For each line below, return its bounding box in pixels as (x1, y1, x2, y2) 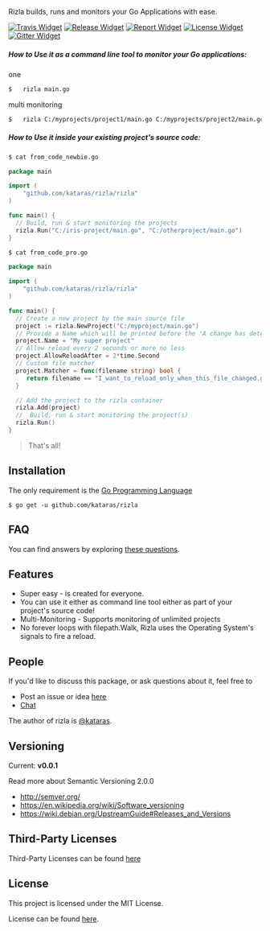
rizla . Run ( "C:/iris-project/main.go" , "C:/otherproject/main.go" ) (15, 226, 243, 234)
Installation (8, 464, 66, 478)
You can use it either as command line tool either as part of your (19, 597, 233, 607)
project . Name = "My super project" (15, 337, 135, 345)
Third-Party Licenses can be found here (8, 853, 141, 863)
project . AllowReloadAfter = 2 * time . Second (15, 352, 160, 360)
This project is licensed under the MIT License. (8, 898, 164, 908)
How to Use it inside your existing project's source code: (8, 133, 201, 142)
